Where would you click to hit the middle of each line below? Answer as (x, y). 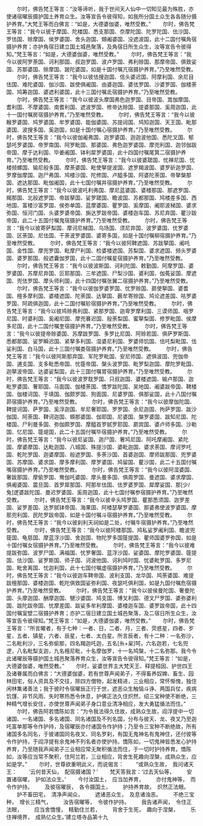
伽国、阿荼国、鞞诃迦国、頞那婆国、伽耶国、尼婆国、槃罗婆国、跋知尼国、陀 (101, 417)
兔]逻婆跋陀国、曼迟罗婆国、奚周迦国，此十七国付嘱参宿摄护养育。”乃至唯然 (100, 492)
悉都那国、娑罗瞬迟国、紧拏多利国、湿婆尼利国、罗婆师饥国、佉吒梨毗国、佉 (101, 341)
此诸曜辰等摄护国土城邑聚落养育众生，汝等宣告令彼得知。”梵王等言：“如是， (100, 658)
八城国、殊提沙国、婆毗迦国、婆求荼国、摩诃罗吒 (130, 447)
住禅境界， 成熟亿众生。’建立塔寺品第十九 (57, 817)
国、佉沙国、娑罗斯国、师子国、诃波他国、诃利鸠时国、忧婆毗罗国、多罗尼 (99, 560)
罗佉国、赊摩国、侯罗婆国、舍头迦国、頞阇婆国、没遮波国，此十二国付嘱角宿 (101, 39)
